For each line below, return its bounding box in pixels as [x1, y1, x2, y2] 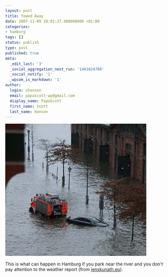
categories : [5, 24, 30, 29]
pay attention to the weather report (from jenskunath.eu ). [5, 266, 123, 272]
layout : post [5, 8, 33, 13]
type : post [5, 45, 28, 50]
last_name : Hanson [10, 109, 49, 114]
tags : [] [5, 35, 24, 40]
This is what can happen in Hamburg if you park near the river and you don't [5, 261, 163, 267]
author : [5, 83, 22, 88]
